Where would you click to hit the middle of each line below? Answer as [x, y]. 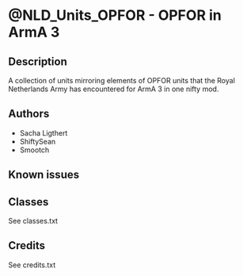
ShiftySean [38, 141]
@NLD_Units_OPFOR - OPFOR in [115, 15]
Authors [29, 114]
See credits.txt [32, 265]
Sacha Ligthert [44, 132]
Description [38, 61]
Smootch [34, 150]
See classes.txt [33, 221]
